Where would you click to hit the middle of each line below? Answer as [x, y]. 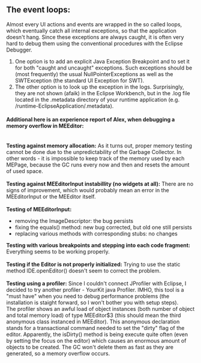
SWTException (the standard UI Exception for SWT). [79, 80]
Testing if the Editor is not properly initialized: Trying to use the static [94, 264]
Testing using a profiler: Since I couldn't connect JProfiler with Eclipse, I [96, 283]
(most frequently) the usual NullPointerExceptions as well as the [94, 74]
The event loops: [38, 10]
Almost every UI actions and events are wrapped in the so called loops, [94, 24]
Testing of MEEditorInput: [39, 210]
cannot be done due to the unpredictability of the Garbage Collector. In [94, 152]
